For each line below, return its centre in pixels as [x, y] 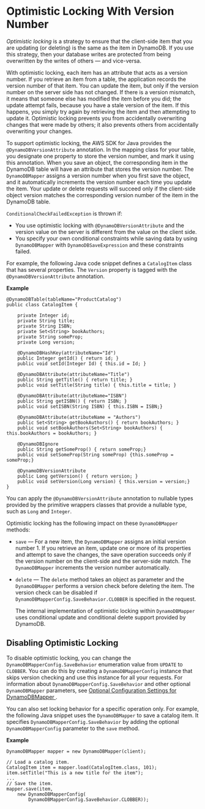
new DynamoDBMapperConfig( [52, 794]
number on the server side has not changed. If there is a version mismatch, [101, 92]
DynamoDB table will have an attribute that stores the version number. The [100, 169]
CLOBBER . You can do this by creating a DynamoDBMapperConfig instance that [99, 671]
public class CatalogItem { [42, 304]
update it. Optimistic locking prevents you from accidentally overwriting [96, 118]
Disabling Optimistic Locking [62, 643]
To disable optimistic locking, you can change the [69, 658]
